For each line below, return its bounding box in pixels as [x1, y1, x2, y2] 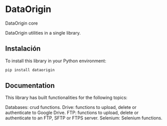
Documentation [5, 81, 55, 90]
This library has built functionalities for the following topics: [5, 94, 128, 101]
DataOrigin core [5, 20, 38, 26]
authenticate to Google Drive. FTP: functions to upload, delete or [5, 109, 139, 116]
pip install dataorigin [5, 67, 55, 72]
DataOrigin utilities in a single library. [5, 30, 81, 36]
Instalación [5, 44, 41, 53]
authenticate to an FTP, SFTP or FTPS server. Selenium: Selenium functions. [5, 115, 163, 121]
